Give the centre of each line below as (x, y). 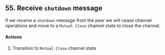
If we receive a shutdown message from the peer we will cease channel (79, 20)
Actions (14, 37)
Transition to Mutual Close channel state (54, 48)
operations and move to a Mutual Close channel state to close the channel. (83, 25)
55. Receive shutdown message (54, 8)
